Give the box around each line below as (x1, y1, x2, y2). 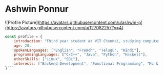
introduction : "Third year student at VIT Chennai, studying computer (14, 38, 161, 43)
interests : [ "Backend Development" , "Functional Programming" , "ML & (14, 61, 159, 66)
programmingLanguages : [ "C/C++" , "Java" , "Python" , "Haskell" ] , (14, 52, 147, 57)
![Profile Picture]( (5, 19, 40, 25)
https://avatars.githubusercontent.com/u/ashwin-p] (39, 19, 143, 25)
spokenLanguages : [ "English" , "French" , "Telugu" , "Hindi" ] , (14, 48, 141, 53)
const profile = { (5, 34, 42, 39)
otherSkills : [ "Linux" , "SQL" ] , (14, 57, 80, 62)
